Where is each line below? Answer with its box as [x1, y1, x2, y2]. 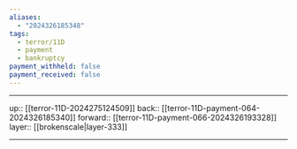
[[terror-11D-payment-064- [161, 102, 261, 113]
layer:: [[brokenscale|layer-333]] [9, 121, 128, 132]
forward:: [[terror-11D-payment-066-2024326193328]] [77, 112, 277, 123]
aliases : [9, 12, 42, 22]
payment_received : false [9, 71, 101, 79]
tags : [9, 29, 29, 38]
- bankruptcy [17, 54, 65, 63]
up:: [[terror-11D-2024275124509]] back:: [9, 102, 160, 113]
